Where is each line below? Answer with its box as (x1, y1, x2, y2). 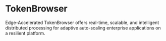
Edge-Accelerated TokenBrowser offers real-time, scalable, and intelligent (5, 19, 159, 25)
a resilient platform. (5, 30, 45, 36)
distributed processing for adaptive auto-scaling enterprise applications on (5, 24, 161, 30)
